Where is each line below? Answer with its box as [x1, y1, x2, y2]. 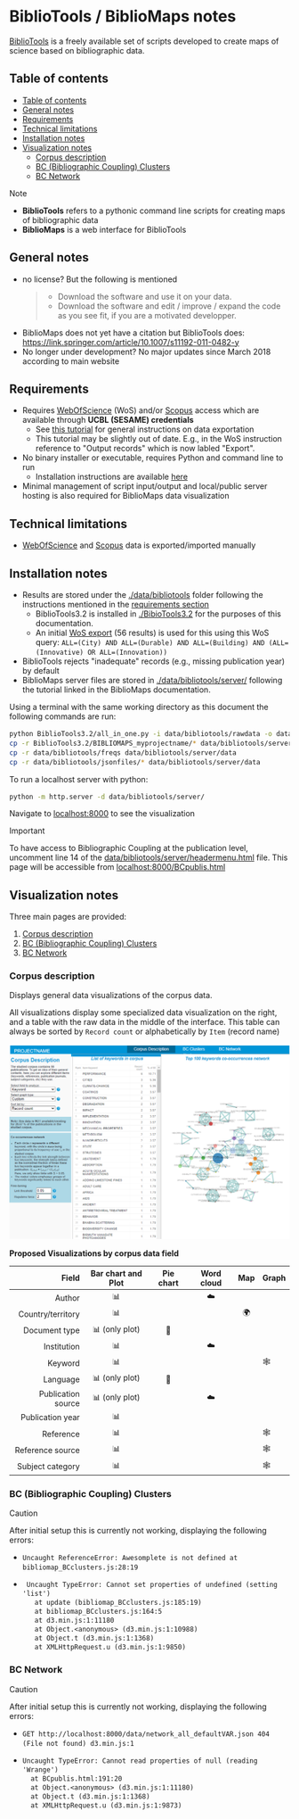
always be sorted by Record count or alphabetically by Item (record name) [9, 1026, 280, 1037]
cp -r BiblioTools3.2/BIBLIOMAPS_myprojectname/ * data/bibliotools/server [9, 739, 293, 748]
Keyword [47, 1358, 80, 1368]
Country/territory [18, 1309, 80, 1319]
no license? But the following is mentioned [21, 274, 178, 285]
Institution [43, 1341, 80, 1352]
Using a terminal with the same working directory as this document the [9, 702, 269, 712]
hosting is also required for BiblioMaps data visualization [21, 491, 230, 501]
